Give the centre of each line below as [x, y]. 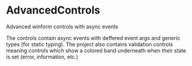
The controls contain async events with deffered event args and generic [93, 38]
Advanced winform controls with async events [62, 27]
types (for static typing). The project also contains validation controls [90, 44]
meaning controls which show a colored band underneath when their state [96, 50]
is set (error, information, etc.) [42, 57]
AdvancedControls [53, 10]
